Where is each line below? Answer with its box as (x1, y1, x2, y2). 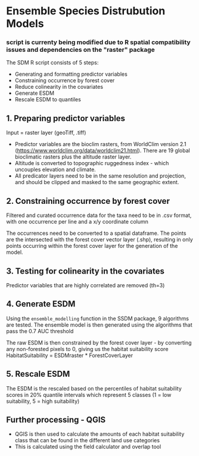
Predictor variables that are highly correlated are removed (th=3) (6, 281, 165, 289)
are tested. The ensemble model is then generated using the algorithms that (6, 321, 192, 328)
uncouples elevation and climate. (14, 166, 97, 173)
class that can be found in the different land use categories (14, 437, 160, 444)
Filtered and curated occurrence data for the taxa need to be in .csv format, (6, 212, 192, 219)
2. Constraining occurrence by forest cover (6, 196, 170, 206)
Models (6, 17, 44, 30)
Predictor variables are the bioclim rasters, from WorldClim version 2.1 (14, 141, 186, 148)
